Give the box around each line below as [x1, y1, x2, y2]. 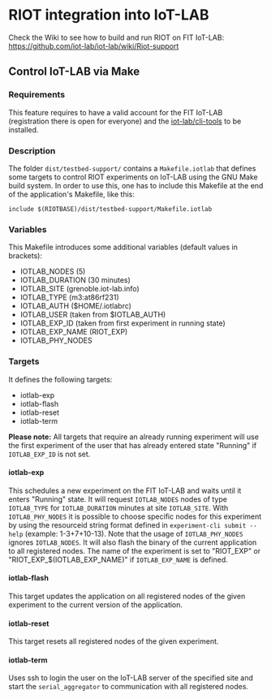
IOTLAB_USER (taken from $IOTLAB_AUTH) [19, 310, 166, 320]
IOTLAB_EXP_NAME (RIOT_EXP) [19, 327, 128, 337]
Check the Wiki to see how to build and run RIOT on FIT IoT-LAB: [8, 32, 225, 42]
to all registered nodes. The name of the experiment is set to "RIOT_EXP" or [8, 546, 261, 555]
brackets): [8, 251, 43, 261]
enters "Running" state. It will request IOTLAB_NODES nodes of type [8, 494, 227, 504]
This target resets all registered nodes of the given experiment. [8, 636, 219, 646]
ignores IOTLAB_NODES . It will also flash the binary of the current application [8, 537, 257, 547]
